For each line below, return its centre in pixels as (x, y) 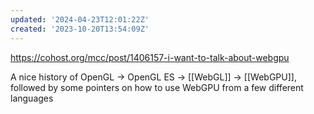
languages (32, 98)
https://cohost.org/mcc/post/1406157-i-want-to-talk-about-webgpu (150, 57)
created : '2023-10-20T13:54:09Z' (80, 29)
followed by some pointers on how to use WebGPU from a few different (157, 87)
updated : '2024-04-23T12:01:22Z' (80, 19)
